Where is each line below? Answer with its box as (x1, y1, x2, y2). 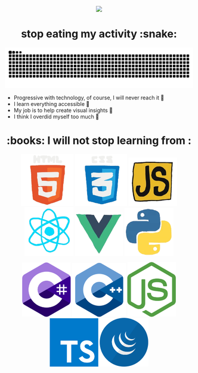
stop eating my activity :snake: (20, 27, 178, 41)
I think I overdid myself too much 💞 (13, 113, 99, 120)
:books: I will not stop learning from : (7, 134, 191, 147)
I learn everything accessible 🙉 (13, 100, 90, 107)
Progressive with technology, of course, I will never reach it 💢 (13, 94, 165, 101)
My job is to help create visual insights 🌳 (13, 106, 113, 114)
